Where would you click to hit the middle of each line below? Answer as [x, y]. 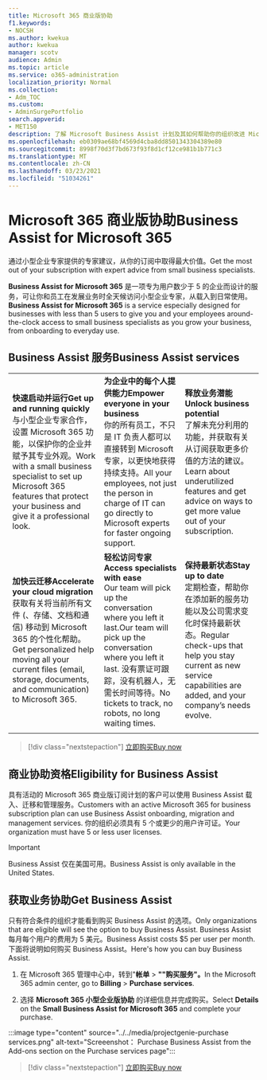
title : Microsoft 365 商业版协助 [60, 16]
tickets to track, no [138, 703]
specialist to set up [47, 476]
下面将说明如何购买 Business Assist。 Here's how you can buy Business [125, 949]
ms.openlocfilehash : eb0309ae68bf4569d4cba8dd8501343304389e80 [115, 141]
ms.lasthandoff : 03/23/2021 [55, 171]
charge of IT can [134, 503]
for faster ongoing [137, 533]
